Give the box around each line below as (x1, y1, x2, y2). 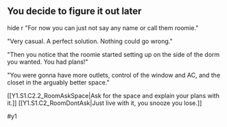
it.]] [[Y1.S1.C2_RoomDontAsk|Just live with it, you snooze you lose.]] (7, 99, 202, 107)
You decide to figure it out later (7, 5, 142, 17)
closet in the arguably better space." (7, 78, 110, 86)
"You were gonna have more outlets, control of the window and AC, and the (7, 71, 221, 79)
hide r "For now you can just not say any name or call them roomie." (7, 23, 199, 32)
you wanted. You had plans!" (7, 58, 88, 66)
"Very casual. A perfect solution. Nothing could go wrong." (7, 37, 173, 45)
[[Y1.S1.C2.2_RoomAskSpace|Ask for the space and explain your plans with (7, 91, 219, 100)
